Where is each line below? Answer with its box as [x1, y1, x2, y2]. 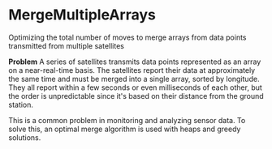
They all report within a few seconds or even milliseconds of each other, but [8, 83, 262, 92]
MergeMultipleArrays [8, 6, 157, 24]
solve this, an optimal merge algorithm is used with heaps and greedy [8, 124, 241, 134]
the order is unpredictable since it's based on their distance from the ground [8, 91, 264, 100]
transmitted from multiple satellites [8, 40, 124, 50]
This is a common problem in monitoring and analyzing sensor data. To [8, 115, 246, 125]
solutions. [8, 132, 41, 143]
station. [8, 100, 34, 109]
